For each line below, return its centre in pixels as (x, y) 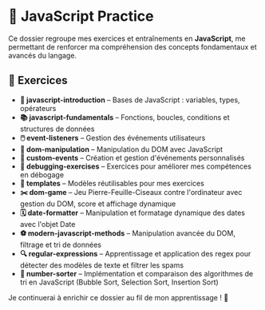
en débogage (42, 174)
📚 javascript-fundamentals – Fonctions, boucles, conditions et (125, 117)
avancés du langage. (43, 55)
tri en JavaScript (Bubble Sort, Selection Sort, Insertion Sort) (119, 282)
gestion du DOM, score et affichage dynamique (98, 204)
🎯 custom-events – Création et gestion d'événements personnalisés (132, 157)
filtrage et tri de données (61, 244)
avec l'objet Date (47, 224)
